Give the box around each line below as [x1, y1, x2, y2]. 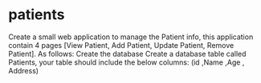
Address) [8, 65, 39, 75]
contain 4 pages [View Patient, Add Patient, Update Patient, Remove [8, 40, 234, 49]
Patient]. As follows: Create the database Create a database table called [8, 49, 247, 58]
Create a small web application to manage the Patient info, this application [8, 32, 254, 41]
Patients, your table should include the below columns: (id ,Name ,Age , [8, 57, 245, 67]
